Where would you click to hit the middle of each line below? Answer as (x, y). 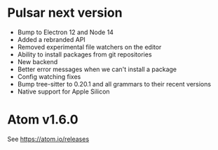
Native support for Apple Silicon (63, 91)
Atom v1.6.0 (43, 120)
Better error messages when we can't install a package (97, 69)
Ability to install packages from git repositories (84, 54)
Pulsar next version (65, 13)
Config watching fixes (49, 76)
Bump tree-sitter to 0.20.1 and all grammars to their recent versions (114, 84)
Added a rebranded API (51, 39)
